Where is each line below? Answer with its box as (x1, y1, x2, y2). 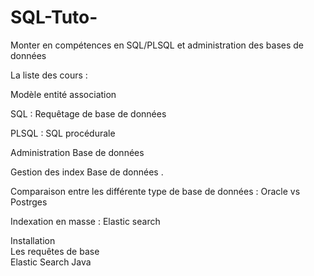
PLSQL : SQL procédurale (10, 127, 116, 139)
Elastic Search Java (10, 256, 92, 268)
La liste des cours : (10, 69, 88, 81)
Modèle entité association (10, 88, 117, 100)
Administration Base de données (10, 146, 145, 158)
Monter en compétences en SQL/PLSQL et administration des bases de (10, 39, 305, 51)
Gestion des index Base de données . (10, 166, 164, 178)
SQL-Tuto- (10, 6, 98, 29)
